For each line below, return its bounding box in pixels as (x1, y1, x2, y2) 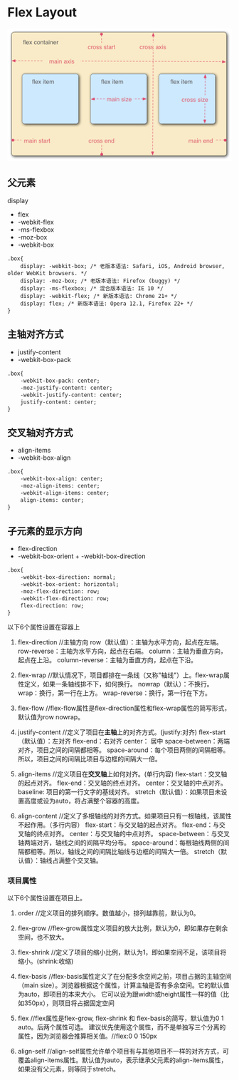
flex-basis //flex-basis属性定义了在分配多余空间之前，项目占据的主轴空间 (17, 972, 232, 980)
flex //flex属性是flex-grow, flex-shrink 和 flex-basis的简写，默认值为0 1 (17, 1014, 224, 1022)
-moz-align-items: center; (20, 483, 100, 490)
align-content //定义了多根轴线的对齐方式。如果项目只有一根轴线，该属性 (17, 812, 232, 821)
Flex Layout (7, 4, 77, 21)
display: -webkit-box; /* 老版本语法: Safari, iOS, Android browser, (20, 262, 225, 269)
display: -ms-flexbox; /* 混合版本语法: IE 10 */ (20, 284, 164, 292)
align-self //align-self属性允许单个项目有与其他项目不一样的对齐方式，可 (17, 1046, 229, 1055)
